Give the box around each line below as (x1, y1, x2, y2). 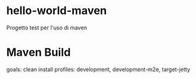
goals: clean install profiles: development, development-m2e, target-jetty (6, 66, 190, 73)
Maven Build (6, 45, 71, 59)
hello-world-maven (6, 4, 107, 18)
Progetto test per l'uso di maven (6, 24, 88, 31)
